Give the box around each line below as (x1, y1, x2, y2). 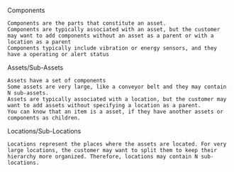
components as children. (7, 114, 81, 122)
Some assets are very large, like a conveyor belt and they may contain (7, 83, 227, 90)
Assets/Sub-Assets (7, 63, 64, 72)
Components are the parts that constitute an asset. (7, 20, 167, 27)
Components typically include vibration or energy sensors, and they (7, 45, 218, 52)
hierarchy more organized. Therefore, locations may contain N (7, 153, 199, 160)
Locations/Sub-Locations (7, 127, 82, 135)
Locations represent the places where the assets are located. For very (7, 141, 227, 148)
